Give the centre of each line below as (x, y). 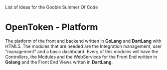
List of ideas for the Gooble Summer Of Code (52, 7)
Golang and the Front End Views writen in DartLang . (59, 62)
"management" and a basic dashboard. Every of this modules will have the (82, 51)
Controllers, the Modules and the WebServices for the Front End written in (81, 57)
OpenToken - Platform (52, 27)
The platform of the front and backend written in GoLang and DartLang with (83, 41)
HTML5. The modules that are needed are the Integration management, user (83, 46)
